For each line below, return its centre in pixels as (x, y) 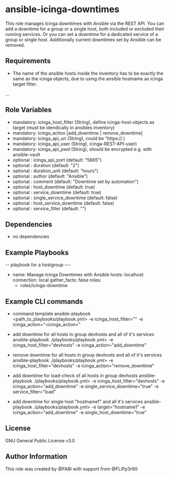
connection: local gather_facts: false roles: (57, 280)
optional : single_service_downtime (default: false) (65, 198)
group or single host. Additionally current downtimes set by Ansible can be (83, 40)
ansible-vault (26, 154)
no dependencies (31, 237)
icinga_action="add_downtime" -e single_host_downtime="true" (80, 412)
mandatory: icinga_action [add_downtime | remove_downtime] (78, 133)
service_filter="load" (34, 392)
